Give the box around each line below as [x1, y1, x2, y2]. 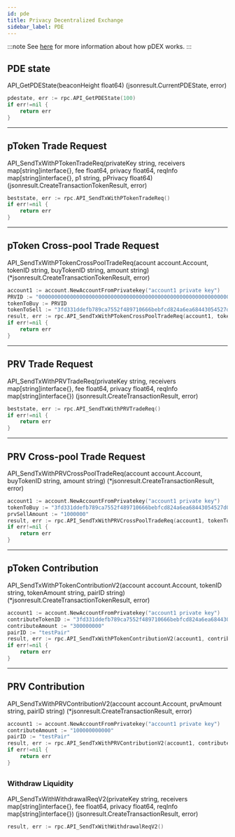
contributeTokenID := [7, 616, 71, 623]
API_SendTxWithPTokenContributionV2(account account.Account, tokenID [7, 581, 222, 589]
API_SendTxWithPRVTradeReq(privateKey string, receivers [7, 377, 176, 385]
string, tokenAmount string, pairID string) [7, 588, 126, 596]
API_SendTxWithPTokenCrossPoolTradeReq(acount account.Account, [7, 258, 208, 266]
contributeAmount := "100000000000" [7, 727, 114, 734]
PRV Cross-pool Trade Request [7, 450, 145, 462]
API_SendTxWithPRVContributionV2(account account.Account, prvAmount [7, 699, 222, 708]
